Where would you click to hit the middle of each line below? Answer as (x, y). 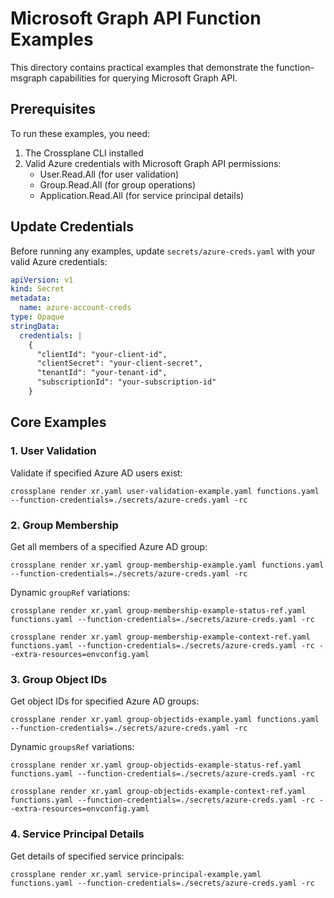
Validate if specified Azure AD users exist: (96, 473)
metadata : (31, 298)
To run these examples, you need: (80, 133)
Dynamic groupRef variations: (70, 592)
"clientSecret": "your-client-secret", (119, 363)
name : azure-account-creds (75, 308)
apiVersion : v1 (42, 280)
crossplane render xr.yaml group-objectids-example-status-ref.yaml (156, 765)
